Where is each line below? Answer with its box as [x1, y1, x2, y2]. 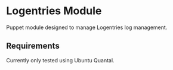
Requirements [6, 41, 60, 51]
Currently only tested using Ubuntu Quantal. [6, 56, 115, 63]
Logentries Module [6, 4, 102, 18]
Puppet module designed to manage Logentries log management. [6, 24, 168, 31]
